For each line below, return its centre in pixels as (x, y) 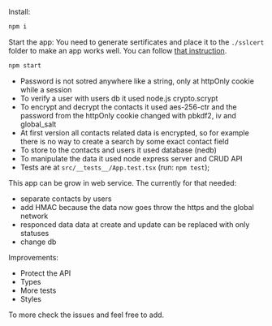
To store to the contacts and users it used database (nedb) (119, 150)
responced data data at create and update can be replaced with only (135, 224)
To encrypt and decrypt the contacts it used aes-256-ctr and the (128, 107)
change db (38, 242)
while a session (46, 89)
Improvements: (34, 257)
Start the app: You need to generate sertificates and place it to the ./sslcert (136, 42)
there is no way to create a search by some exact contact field (124, 141)
